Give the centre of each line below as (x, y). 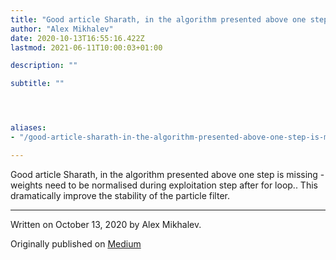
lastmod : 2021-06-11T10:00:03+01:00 (86, 47)
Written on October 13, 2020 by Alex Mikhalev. (106, 224)
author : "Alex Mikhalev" (62, 29)
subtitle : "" (37, 84)
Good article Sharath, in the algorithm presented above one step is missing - (167, 174)
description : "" (44, 66)
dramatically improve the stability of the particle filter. (120, 195)
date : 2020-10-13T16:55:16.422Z (77, 38)
